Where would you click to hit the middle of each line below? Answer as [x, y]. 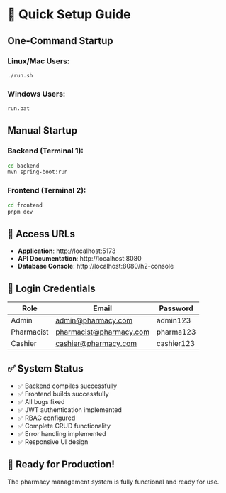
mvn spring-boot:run [38, 172]
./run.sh [20, 75]
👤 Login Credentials [51, 288]
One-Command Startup [60, 41]
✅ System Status [45, 369]
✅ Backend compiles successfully [67, 386]
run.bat [19, 109]
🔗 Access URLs [41, 234]
